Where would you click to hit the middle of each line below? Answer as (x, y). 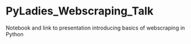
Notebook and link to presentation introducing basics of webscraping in (95, 28)
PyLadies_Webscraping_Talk (80, 11)
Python (15, 34)
